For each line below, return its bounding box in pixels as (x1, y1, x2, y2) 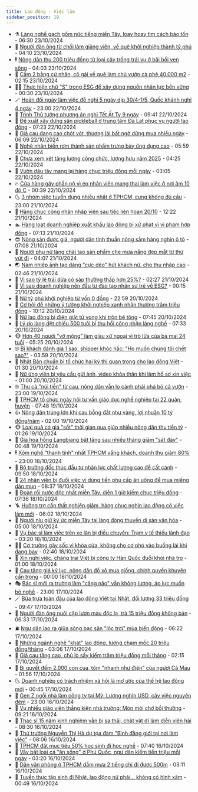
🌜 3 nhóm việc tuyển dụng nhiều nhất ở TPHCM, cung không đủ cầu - (14, 193, 186, 200)
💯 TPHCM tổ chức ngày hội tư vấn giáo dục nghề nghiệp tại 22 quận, (14, 396, 182, 403)
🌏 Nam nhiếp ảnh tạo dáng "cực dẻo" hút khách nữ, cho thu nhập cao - (14, 261, 190, 268)
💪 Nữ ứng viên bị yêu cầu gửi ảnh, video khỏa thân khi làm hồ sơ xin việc (14, 370, 192, 377)
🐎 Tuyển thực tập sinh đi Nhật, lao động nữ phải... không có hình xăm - (14, 773, 187, 780)
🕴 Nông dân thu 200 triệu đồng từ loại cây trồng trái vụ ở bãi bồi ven (14, 56, 179, 63)
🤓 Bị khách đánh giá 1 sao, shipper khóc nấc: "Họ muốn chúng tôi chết (14, 345, 187, 352)
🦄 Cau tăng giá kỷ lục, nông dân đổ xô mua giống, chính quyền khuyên (14, 566, 187, 573)
